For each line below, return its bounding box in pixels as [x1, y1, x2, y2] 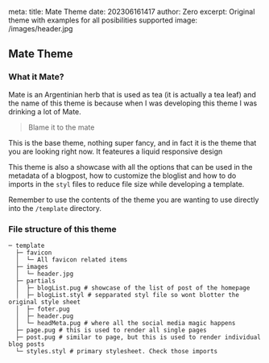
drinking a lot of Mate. [8, 106, 82, 116]
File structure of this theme [8, 223, 117, 234]
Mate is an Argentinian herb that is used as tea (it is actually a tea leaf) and [8, 89, 256, 99]
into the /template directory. [8, 203, 102, 212]
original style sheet [8, 298, 81, 306]
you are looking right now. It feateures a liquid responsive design [8, 146, 223, 156]
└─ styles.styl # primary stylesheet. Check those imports [15, 347, 218, 355]
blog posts [8, 340, 45, 349]
